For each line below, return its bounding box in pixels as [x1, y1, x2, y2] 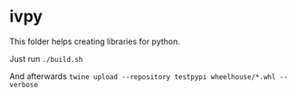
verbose [9, 80, 39, 89]
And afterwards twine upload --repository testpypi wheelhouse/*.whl [9, 70, 276, 82]
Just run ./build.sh [9, 53, 83, 64]
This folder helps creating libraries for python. [9, 36, 181, 47]
